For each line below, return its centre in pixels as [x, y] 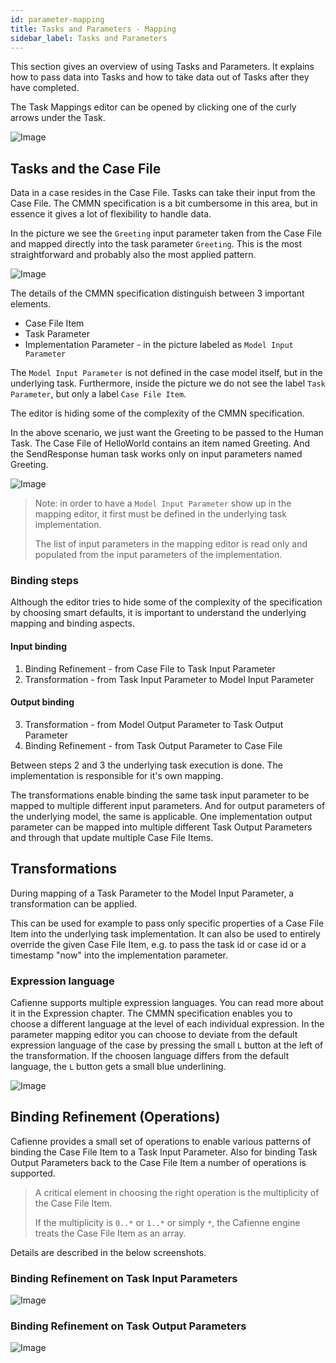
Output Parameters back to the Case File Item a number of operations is [158, 1162]
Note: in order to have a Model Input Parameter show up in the [163, 503]
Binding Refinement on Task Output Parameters [128, 1326]
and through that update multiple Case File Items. [112, 837]
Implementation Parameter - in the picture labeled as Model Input [159, 345]
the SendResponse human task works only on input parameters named [156, 454]
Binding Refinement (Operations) [115, 1117]
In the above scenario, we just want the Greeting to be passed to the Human [167, 433]
